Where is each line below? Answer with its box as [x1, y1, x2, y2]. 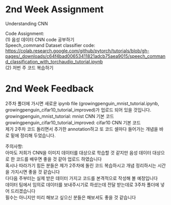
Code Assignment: [5, 30, 44, 36]
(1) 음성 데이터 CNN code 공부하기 [5, 36, 75, 42]
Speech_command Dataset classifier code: [5, 42, 95, 48]
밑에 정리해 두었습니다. [10, 132, 56, 139]
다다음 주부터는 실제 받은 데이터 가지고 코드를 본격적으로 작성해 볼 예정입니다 [5, 175, 158, 181]
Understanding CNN [5, 20, 48, 27]
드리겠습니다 [10, 188, 36, 194]
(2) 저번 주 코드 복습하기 [5, 64, 54, 71]
